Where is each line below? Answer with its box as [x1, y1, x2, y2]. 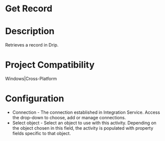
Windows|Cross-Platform [5, 76, 57, 82]
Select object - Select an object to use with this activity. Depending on [12, 120, 157, 126]
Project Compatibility [5, 59, 95, 71]
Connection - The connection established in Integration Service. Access [12, 109, 161, 115]
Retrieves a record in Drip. [5, 42, 59, 48]
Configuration [5, 93, 65, 104]
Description [5, 26, 55, 37]
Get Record [5, 3, 53, 14]
